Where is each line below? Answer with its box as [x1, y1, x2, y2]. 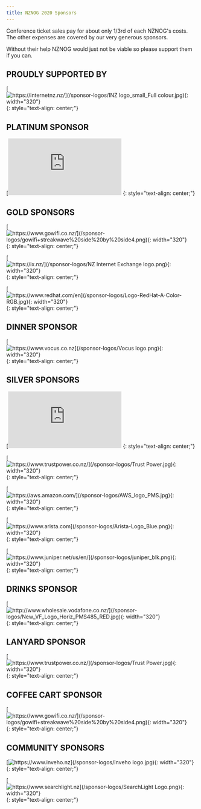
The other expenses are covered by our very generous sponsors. [6, 33, 168, 41]
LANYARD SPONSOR [6, 637, 86, 647]
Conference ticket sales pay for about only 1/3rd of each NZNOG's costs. [6, 27, 188, 34]
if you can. [6, 51, 33, 59]
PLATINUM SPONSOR [6, 122, 89, 133]
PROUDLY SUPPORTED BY [6, 70, 107, 80]
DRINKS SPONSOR [6, 584, 77, 594]
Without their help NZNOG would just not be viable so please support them [6, 45, 193, 53]
